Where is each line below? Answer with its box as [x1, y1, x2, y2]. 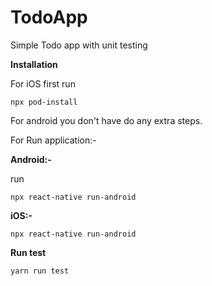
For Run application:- [10, 134, 97, 146]
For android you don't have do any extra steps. [10, 114, 203, 126]
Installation [10, 58, 58, 70]
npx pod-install [10, 97, 78, 107]
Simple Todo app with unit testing [10, 39, 148, 51]
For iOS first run [10, 77, 76, 90]
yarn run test [10, 266, 70, 276]
